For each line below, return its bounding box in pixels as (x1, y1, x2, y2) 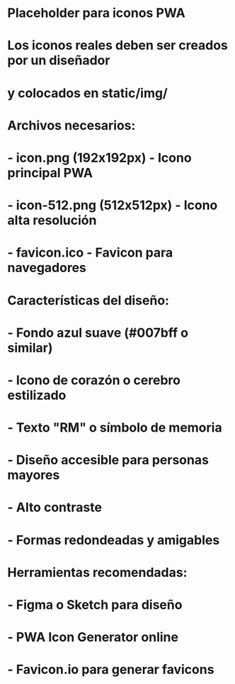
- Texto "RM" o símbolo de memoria (7, 420, 222, 436)
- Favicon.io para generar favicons (7, 661, 214, 678)
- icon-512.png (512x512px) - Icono (7, 197, 218, 213)
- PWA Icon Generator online (7, 629, 179, 646)
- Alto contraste (7, 500, 103, 515)
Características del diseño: (7, 292, 170, 308)
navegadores (7, 260, 87, 276)
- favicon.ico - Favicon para (7, 245, 173, 261)
